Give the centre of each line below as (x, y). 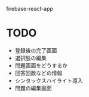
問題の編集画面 (33, 88)
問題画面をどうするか (41, 65)
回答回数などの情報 (39, 73)
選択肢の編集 (30, 58)
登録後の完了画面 (36, 50)
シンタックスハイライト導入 (49, 80)
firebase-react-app (30, 9)
